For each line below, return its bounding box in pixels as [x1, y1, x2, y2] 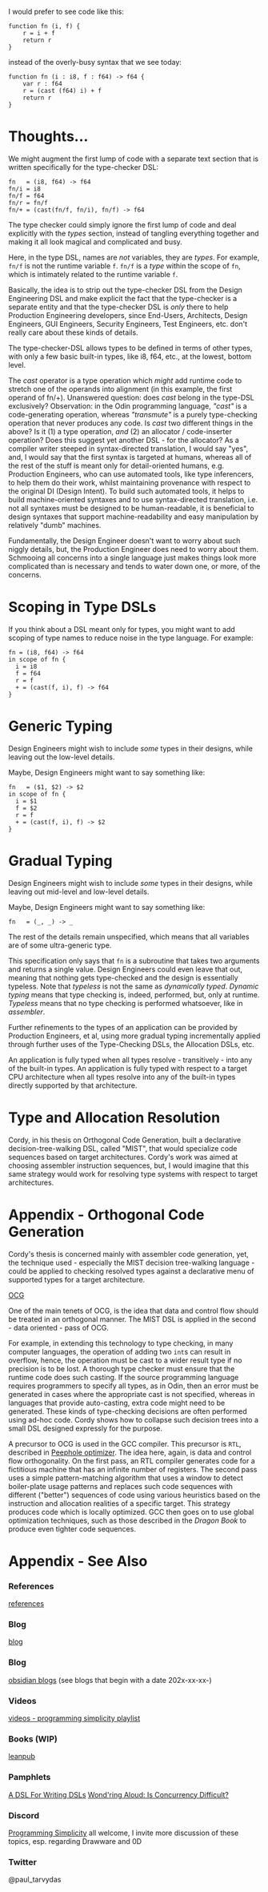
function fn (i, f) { [8, 22, 81, 30]
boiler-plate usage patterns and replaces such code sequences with [8, 1481, 234, 1491]
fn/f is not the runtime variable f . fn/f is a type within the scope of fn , [8, 260, 242, 271]
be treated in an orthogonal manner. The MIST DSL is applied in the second [8, 1314, 257, 1324]
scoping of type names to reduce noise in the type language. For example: [8, 633, 254, 642]
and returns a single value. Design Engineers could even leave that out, [8, 964, 242, 974]
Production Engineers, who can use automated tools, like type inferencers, [8, 469, 254, 479]
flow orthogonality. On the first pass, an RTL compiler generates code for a [8, 1455, 256, 1465]
